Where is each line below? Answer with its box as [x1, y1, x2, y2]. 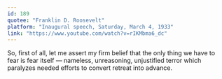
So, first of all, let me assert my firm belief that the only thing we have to [7, 49, 216, 57]
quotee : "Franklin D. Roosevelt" [7, 17, 105, 24]
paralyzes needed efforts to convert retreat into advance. [7, 64, 173, 72]
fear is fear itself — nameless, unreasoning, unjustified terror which [7, 57, 202, 65]
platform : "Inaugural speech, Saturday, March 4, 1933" [7, 23, 174, 30]
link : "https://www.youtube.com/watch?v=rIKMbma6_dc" [7, 29, 168, 37]
